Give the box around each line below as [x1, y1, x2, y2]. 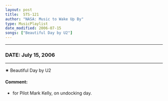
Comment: [5, 79, 28, 85]
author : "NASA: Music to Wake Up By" [5, 16, 84, 21]
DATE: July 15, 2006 [5, 51, 55, 58]
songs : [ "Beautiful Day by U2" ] [5, 30, 72, 35]
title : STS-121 [5, 12, 39, 17]
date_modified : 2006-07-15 [5, 26, 61, 31]
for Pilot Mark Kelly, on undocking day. [12, 90, 92, 96]
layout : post [5, 7, 32, 12]
